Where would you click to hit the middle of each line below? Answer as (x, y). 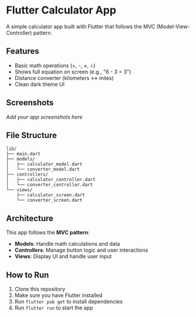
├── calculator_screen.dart (51, 195)
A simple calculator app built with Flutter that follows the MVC (81, 26)
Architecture (30, 218)
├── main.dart (23, 154)
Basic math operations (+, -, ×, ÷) (55, 65)
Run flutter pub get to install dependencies (69, 301)
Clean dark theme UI (39, 84)
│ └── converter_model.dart (43, 169)
